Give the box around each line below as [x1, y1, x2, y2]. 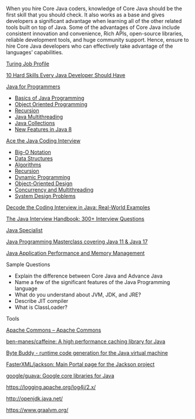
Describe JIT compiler [14, 298, 69, 304]
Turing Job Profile [6, 60, 50, 67]
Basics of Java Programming [14, 94, 85, 101]
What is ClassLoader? [14, 303, 68, 311]
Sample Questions [6, 261, 51, 268]
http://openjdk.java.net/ [6, 395, 63, 402]
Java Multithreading [14, 113, 63, 120]
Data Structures [14, 155, 53, 161]
